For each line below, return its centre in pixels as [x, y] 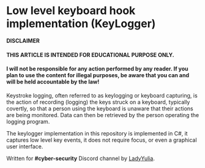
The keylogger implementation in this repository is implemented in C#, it [97, 133]
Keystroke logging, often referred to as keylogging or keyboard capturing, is [102, 95]
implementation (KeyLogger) [81, 24]
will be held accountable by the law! [53, 82]
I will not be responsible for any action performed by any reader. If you [97, 69]
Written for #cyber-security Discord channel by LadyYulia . [80, 158]
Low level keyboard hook [71, 11]
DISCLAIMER [23, 40]
